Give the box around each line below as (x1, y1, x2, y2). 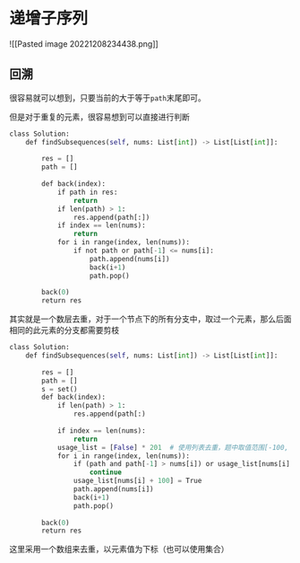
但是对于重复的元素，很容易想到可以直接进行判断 (9, 111, 190, 122)
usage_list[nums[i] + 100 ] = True (73, 477, 202, 486)
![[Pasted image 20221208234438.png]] (9, 38, 159, 49)
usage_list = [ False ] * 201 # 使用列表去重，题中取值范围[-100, (56, 443, 289, 452)
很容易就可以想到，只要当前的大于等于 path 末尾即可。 (9, 92, 206, 103)
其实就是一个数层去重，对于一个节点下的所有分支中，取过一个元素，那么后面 (9, 313, 292, 324)
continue (89, 468, 123, 477)
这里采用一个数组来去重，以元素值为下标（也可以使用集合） (9, 544, 229, 555)
